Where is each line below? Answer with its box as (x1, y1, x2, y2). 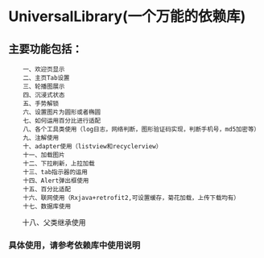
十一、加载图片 (23, 151, 65, 159)
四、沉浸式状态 (23, 91, 65, 99)
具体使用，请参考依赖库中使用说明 (8, 239, 141, 251)
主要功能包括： (8, 42, 83, 56)
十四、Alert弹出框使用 (23, 177, 89, 185)
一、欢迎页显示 (23, 65, 65, 73)
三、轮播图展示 (23, 82, 65, 90)
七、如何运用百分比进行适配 (23, 117, 101, 125)
